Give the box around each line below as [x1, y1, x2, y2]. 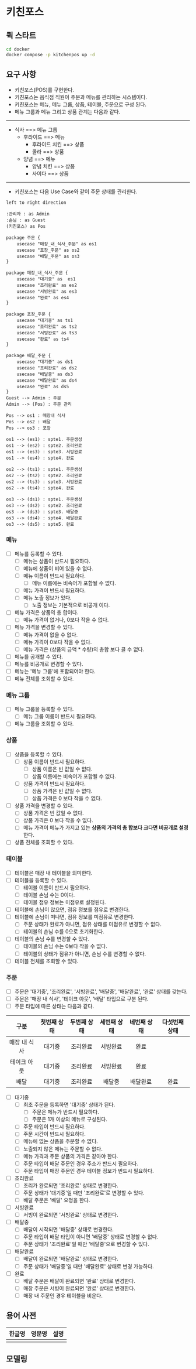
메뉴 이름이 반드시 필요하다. [23, 572, 86, 580]
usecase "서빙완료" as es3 [16, 288, 78, 295]
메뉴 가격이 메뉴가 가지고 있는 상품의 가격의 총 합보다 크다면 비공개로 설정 [23, 824, 188, 831]
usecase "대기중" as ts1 [16, 317, 73, 323]
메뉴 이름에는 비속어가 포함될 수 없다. [32, 580, 117, 587]
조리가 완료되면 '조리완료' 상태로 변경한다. [23, 1182, 118, 1189]
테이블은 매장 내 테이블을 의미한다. [14, 869, 93, 876]
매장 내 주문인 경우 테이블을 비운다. [23, 1292, 103, 1299]
